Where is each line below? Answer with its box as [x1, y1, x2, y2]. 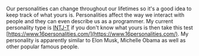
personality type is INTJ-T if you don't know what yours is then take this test [6, 24, 194, 31]
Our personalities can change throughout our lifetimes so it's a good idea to [6, 5, 192, 12]
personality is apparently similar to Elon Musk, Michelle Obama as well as [6, 37, 186, 43]
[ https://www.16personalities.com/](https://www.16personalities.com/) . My [6, 30, 189, 38]
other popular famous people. [6, 43, 79, 50]
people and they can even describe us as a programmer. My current [6, 18, 173, 24]
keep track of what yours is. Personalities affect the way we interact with [6, 11, 185, 18]
